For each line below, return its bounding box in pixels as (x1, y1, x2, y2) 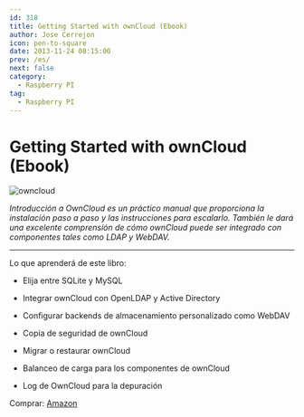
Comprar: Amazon (9, 398, 78, 409)
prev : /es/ (9, 55, 51, 64)
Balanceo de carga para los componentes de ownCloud (22, 363, 231, 374)
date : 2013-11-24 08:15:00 (9, 47, 111, 56)
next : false (9, 64, 54, 73)
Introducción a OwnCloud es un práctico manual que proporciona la (9, 203, 265, 213)
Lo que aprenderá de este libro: (9, 258, 127, 269)
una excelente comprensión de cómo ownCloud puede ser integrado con (9, 223, 282, 233)
